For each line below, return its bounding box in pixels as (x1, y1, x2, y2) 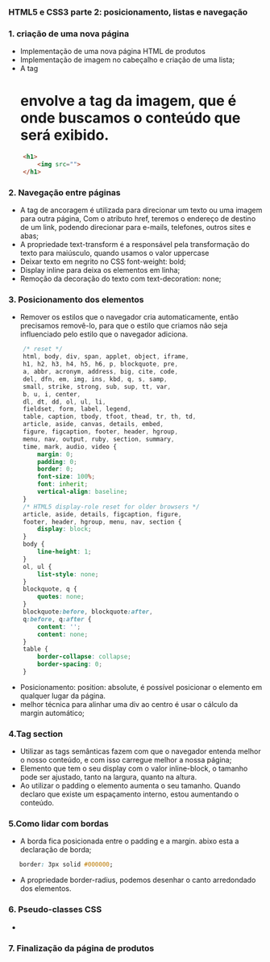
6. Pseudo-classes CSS (8, 904, 102, 915)
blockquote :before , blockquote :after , (23, 608, 153, 616)
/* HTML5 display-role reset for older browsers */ (23, 503, 200, 511)
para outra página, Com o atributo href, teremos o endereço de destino (19, 214, 256, 224)
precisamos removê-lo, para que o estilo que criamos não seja (19, 321, 228, 331)
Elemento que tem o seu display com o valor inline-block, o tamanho (19, 763, 248, 773)
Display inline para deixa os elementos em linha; (19, 266, 181, 275)
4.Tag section (8, 728, 64, 739)
